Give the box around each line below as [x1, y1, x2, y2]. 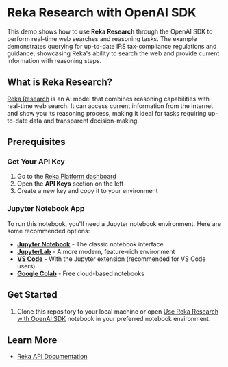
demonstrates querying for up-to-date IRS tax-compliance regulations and [7, 42, 217, 50]
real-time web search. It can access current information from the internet [7, 101, 214, 110]
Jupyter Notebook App [7, 204, 85, 214]
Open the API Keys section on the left [16, 179, 124, 188]
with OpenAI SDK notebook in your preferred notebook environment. [16, 314, 211, 322]
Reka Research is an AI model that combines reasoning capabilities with [7, 94, 210, 103]
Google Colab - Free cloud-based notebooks [16, 269, 145, 277]
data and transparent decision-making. [29, 116, 139, 125]
